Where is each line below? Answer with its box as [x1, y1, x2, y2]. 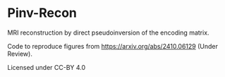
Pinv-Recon [7, 5, 78, 21]
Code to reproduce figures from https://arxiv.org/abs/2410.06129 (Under [7, 42, 219, 50]
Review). [7, 49, 33, 58]
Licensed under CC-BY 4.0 [7, 63, 86, 71]
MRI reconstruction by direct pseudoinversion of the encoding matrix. [7, 28, 209, 37]
